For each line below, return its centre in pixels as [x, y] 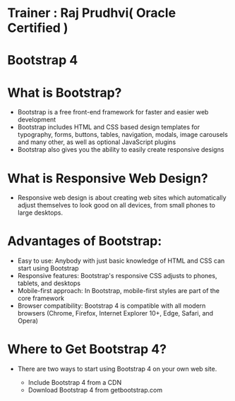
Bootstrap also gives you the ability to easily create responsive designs [121, 150]
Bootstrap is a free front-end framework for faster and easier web [113, 112]
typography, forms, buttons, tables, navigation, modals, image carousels [122, 135]
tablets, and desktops [49, 283]
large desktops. [40, 213]
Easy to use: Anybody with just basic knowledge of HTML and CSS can [121, 261]
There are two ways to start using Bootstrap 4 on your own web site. [117, 369]
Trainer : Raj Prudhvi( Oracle [92, 13]
